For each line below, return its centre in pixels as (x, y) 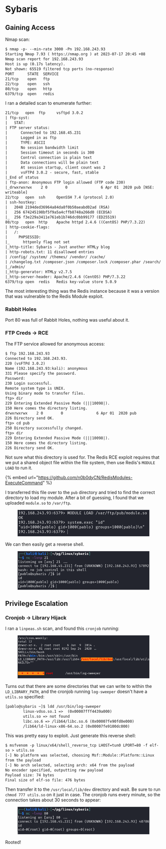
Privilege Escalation (37, 603)
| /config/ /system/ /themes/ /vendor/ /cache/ (55, 257)
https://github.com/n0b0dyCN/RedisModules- (85, 477)
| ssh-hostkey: (21, 202)
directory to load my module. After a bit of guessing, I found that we (75, 498)
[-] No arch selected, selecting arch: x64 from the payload (70, 765)
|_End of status (22, 177)
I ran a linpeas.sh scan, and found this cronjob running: (62, 629)
